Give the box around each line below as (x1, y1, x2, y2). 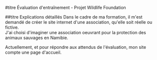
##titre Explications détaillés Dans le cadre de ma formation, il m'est (5, 14, 143, 20)
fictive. (5, 24, 19, 30)
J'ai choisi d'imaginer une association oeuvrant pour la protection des (5, 30, 146, 35)
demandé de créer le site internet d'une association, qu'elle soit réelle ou (5, 20, 153, 25)
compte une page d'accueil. (5, 49, 62, 55)
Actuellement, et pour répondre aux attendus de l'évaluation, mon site (5, 44, 146, 50)
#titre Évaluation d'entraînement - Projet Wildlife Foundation (5, 5, 126, 10)
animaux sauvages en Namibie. (5, 35, 69, 40)
